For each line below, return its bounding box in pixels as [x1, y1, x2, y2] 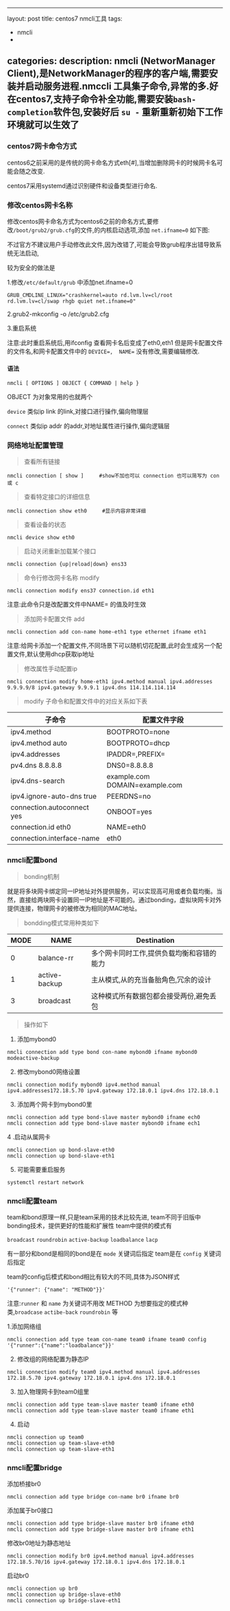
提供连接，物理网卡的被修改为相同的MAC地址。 [7, 904, 142, 913]
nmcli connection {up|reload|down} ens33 [7, 561, 127, 568]
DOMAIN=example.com [106, 780, 183, 790]
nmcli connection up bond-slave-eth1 [7, 1152, 115, 1160]
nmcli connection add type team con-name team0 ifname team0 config [7, 1336, 207, 1343]
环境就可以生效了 [7, 119, 79, 131]
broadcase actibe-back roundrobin [14, 1309, 111, 1316]
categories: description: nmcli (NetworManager [7, 56, 216, 67]
